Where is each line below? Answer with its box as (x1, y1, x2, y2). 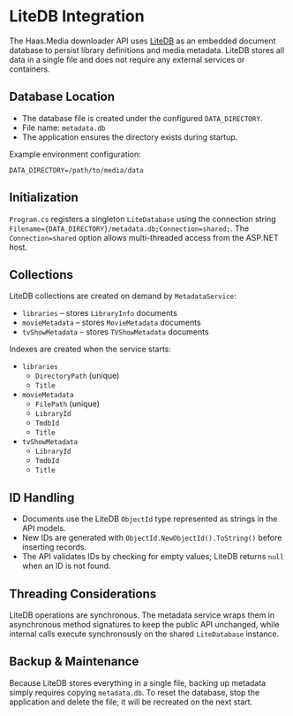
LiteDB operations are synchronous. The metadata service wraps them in (9, 610, 275, 620)
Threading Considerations (9, 586, 157, 601)
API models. (21, 523, 66, 534)
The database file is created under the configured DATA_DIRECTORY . (21, 112, 263, 123)
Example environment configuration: (9, 149, 141, 159)
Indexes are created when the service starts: (9, 343, 172, 355)
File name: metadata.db (21, 122, 106, 133)
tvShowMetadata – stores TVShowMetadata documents (21, 327, 209, 337)
